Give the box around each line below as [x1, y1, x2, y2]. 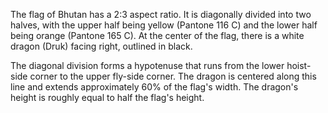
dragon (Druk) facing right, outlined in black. [10, 40, 193, 52]
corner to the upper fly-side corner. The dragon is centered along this [29, 70, 317, 82]
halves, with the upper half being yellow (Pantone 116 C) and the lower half [10, 19, 318, 31]
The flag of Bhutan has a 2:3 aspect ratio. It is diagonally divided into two [10, 9, 312, 20]
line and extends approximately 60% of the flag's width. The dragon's [10, 81, 299, 93]
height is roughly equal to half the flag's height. [10, 92, 205, 103]
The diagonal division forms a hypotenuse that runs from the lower [10, 60, 285, 71]
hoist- [286, 60, 312, 71]
